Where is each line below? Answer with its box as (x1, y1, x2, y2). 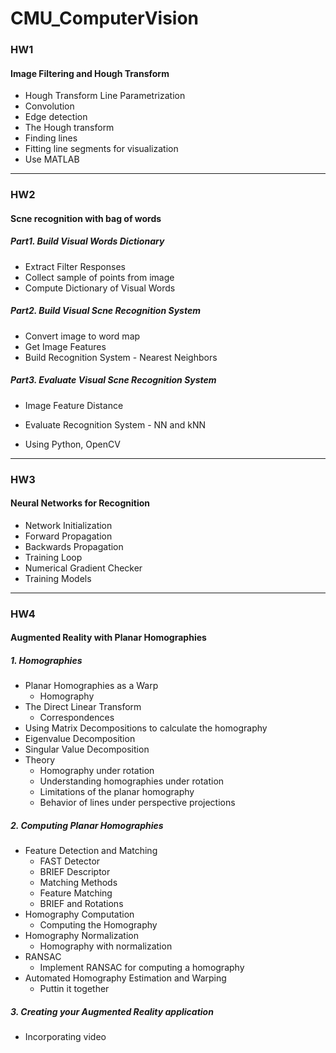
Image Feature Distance (24, 399, 124, 411)
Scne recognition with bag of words (10, 212, 162, 224)
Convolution (24, 100, 75, 112)
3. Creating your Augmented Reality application (10, 1005, 214, 1017)
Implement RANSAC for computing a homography (39, 962, 245, 974)
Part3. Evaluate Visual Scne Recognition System (10, 374, 217, 386)
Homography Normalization (24, 930, 139, 942)
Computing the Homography (39, 919, 158, 931)
